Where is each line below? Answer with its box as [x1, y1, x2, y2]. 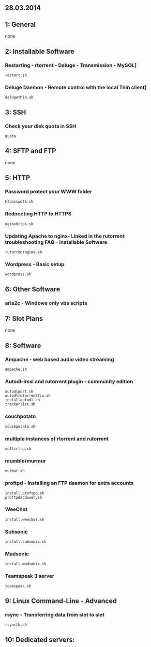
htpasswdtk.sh [5, 199, 34, 204]
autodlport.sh [5, 389, 34, 394]
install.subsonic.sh [5, 539, 47, 544]
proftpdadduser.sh [5, 495, 42, 500]
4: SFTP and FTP [5, 147, 57, 155]
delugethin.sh [5, 95, 34, 100]
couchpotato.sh [5, 424, 36, 429]
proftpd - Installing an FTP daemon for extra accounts [5, 480, 134, 487]
